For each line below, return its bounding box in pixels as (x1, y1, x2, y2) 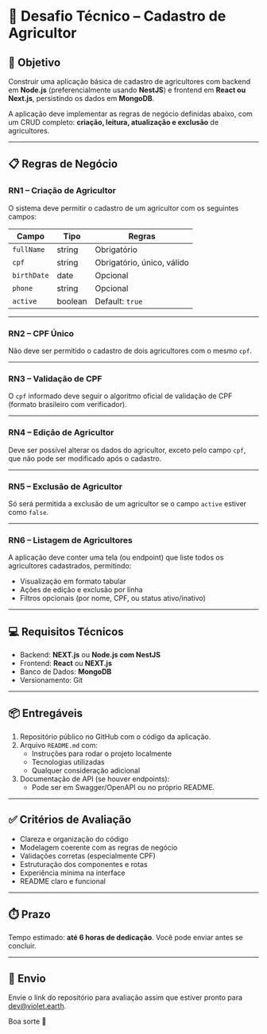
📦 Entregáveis (8, 707, 83, 720)
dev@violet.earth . (8, 1001, 67, 1011)
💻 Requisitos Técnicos (8, 625, 125, 638)
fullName (12, 245, 45, 254)
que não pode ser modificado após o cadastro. (8, 453, 162, 463)
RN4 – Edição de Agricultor (8, 427, 114, 438)
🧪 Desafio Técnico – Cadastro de (8, 7, 226, 25)
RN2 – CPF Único (8, 327, 74, 339)
